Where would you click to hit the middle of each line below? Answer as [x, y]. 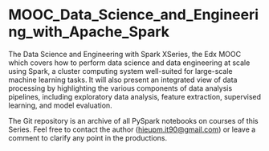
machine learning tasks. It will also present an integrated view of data [123, 80]
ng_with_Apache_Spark [89, 32]
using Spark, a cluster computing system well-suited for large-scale [120, 71]
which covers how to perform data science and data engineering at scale [129, 63]
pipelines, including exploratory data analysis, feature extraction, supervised [135, 96]
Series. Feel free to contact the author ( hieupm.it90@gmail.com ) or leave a [132, 129]
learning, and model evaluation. [60, 105]
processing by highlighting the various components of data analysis [120, 88]
